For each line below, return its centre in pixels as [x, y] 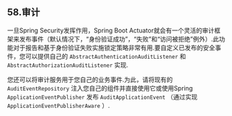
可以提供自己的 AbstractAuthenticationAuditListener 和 [106, 56]
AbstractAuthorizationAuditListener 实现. [68, 65]
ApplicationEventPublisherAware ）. [59, 105]
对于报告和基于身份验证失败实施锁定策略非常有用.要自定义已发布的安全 [114, 48]
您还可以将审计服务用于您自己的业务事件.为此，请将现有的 [90, 79]
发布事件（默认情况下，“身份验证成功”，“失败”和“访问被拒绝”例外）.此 [119, 39]
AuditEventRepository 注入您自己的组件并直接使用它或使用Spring [100, 88]
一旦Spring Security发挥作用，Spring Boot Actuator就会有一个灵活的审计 [111, 30]
